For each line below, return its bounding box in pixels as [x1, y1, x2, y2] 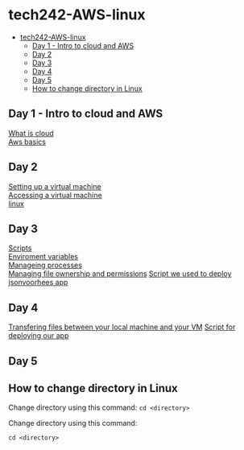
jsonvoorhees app [8, 278, 68, 287]
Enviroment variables [8, 252, 79, 262]
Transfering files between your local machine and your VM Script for [8, 322, 236, 332]
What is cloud [8, 128, 54, 138]
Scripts [8, 243, 32, 253]
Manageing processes [8, 260, 83, 270]
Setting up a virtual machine [8, 181, 102, 191]
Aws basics [8, 137, 47, 147]
